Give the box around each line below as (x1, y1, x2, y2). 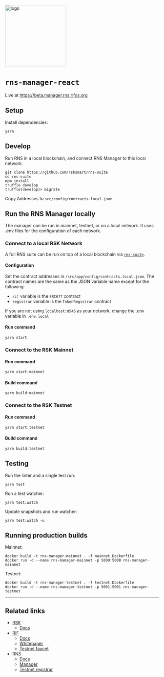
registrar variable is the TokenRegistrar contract (12, 298, 111, 304)
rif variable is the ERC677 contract (12, 293, 81, 299)
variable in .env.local (5, 313, 49, 319)
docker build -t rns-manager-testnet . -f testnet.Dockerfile (5, 580, 134, 585)
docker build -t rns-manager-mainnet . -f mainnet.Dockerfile (5, 554, 134, 559)
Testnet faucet (19, 646, 49, 652)
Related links (5, 607, 45, 615)
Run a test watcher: (5, 490, 44, 496)
